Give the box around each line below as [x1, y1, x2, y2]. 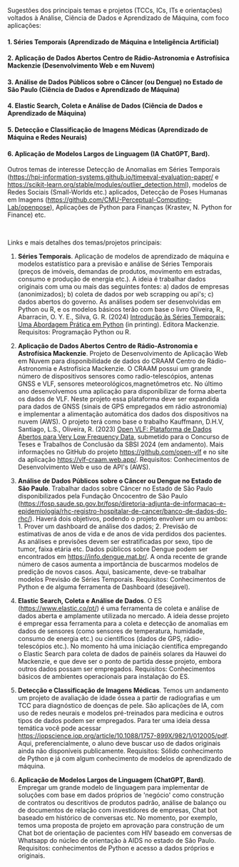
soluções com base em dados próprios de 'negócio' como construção [17, 791, 225, 799]
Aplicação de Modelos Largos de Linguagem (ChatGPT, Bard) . [17, 776, 205, 784]
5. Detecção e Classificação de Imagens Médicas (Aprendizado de [7, 125, 208, 134]
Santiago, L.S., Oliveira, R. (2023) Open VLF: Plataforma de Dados [17, 425, 212, 433]
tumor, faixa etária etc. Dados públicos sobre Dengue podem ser [17, 545, 208, 553]
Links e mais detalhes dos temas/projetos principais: [7, 238, 162, 247]
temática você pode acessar [17, 724, 102, 733]
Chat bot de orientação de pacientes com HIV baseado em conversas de [17, 828, 232, 837]
